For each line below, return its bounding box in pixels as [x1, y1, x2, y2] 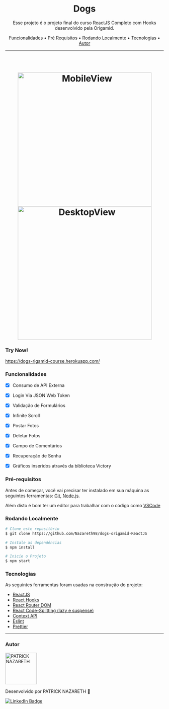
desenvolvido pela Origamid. [54, 25, 115, 31]
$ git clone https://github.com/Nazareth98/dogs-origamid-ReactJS [5, 531, 147, 536]
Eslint [12, 618, 24, 624]
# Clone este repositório [5, 526, 59, 531]
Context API [12, 613, 38, 619]
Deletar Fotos [12, 433, 41, 439]
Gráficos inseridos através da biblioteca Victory [12, 463, 112, 469]
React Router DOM [12, 602, 52, 608]
